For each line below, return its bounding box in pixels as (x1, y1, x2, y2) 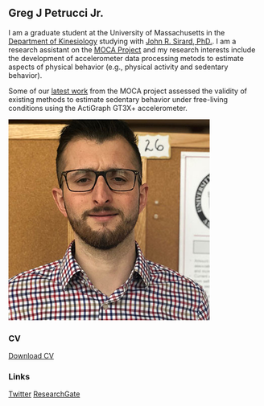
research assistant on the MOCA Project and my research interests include (8, 44, 256, 55)
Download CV (8, 351, 55, 361)
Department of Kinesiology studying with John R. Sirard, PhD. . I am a (8, 36, 237, 46)
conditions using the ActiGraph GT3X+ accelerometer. (8, 103, 188, 113)
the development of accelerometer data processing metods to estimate (8, 53, 244, 63)
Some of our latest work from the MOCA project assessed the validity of (8, 86, 248, 96)
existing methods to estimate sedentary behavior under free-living (8, 94, 228, 104)
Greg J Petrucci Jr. (8, 6, 104, 20)
